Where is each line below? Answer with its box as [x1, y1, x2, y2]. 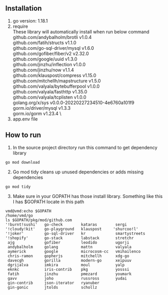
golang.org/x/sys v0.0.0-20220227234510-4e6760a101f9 [12, 100, 135, 106]
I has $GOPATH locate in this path [12, 199, 85, 205]
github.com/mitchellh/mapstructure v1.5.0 [12, 77, 101, 84]
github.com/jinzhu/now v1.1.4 [12, 67, 74, 73]
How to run [5, 131, 41, 140]
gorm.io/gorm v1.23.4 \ [12, 110, 61, 116]
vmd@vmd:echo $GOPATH [5, 208, 52, 213]
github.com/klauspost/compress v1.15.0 [12, 72, 96, 78]
